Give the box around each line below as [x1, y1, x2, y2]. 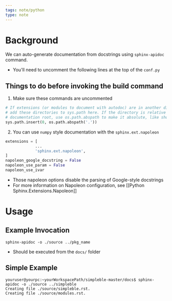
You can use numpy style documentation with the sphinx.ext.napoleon [12, 129, 159, 135]
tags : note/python [5, 7, 45, 13]
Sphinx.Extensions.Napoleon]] [12, 187, 77, 194]
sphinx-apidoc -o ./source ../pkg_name [5, 239, 91, 244]
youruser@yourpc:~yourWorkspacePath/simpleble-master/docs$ [5, 277, 137, 283]
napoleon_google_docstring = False [5, 158, 81, 163]
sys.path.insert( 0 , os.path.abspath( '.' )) [5, 119, 97, 125]
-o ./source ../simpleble [21, 281, 77, 287]
